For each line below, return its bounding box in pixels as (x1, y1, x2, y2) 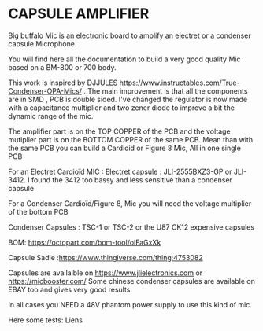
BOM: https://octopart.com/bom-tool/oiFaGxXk (8, 237, 161, 247)
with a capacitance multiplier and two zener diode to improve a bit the (8, 103, 235, 112)
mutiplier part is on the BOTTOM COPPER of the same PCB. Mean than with (8, 134, 254, 144)
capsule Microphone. (8, 39, 77, 48)
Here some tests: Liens (8, 315, 83, 325)
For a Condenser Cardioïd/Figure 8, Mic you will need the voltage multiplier (8, 198, 252, 208)
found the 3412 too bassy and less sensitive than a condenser (31, 175, 232, 185)
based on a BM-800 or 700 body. (8, 62, 117, 72)
